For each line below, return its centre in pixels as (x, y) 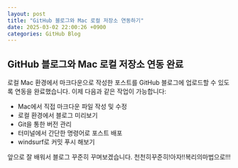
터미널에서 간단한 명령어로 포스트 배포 (70, 133)
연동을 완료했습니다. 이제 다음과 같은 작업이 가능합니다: (91, 91)
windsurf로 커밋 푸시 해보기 (56, 142)
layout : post (27, 14)
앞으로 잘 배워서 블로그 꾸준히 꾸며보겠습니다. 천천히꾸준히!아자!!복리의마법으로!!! (119, 157)
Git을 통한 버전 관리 (45, 124)
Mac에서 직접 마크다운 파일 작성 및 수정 (72, 106)
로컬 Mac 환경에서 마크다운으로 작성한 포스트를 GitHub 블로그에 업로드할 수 (112, 83)
